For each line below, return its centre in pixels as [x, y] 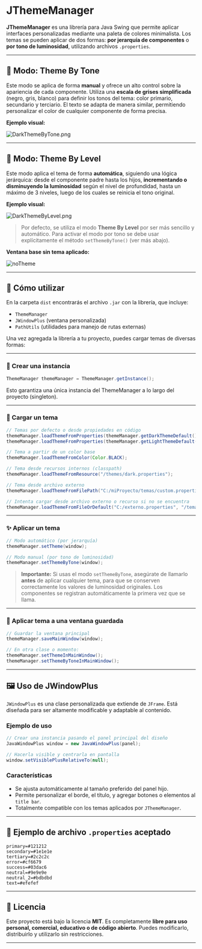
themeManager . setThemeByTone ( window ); [55, 563]
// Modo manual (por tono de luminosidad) [60, 557]
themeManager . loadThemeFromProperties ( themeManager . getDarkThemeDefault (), [103, 436]
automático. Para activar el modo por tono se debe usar [90, 234]
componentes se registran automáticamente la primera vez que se [103, 594]
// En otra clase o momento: [43, 650]
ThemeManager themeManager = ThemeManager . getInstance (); [80, 379]
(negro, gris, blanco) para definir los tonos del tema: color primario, [90, 98]
